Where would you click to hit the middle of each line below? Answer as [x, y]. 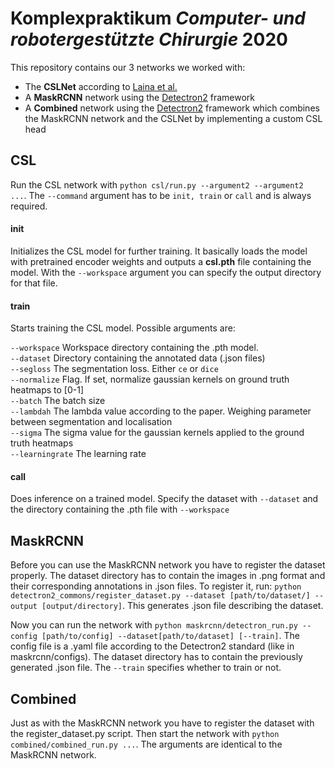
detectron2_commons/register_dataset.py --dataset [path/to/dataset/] [160, 596]
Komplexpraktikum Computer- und [158, 18]
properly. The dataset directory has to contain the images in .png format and [168, 576]
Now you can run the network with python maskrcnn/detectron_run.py [154, 625]
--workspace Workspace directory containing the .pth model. [134, 348]
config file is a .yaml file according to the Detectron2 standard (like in [152, 646]
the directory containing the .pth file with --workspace [120, 509]
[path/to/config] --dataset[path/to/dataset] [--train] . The [170, 636]
